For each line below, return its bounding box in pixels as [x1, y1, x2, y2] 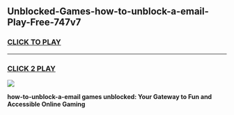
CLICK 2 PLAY [7, 63, 56, 73]
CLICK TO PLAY [7, 38, 61, 47]
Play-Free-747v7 [7, 17, 81, 29]
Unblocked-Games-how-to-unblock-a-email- [7, 6, 209, 17]
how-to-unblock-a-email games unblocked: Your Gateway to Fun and [7, 92, 212, 100]
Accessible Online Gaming [7, 100, 86, 108]
